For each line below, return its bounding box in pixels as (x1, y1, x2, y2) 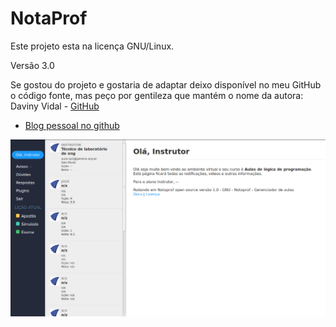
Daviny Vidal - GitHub (10, 100, 100, 112)
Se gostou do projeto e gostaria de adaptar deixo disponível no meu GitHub (10, 78, 322, 91)
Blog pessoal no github (24, 119, 120, 131)
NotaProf (10, 7, 88, 30)
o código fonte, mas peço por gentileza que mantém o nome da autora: (10, 89, 304, 101)
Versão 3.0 (10, 59, 55, 71)
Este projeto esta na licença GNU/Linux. (10, 40, 175, 52)
